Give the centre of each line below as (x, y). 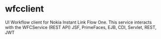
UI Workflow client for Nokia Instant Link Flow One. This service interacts (79, 22)
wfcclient (24, 9)
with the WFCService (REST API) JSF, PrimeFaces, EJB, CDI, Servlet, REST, (81, 27)
